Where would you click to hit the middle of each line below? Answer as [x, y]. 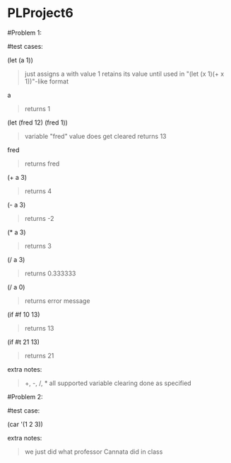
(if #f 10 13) [24, 314]
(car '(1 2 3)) [25, 424]
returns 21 [39, 355]
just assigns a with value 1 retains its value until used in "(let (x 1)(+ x [124, 74]
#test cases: [25, 46]
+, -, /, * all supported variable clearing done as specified [108, 383]
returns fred [42, 164]
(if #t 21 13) [24, 342]
